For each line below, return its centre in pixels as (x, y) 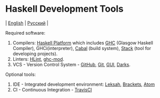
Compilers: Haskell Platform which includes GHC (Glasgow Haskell (83, 43)
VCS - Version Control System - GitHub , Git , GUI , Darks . (72, 64)
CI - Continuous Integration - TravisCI (52, 89)
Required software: (25, 33)
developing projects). (35, 54)
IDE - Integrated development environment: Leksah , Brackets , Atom (84, 84)
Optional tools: (21, 74)
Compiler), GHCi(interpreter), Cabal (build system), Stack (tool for (82, 48)
